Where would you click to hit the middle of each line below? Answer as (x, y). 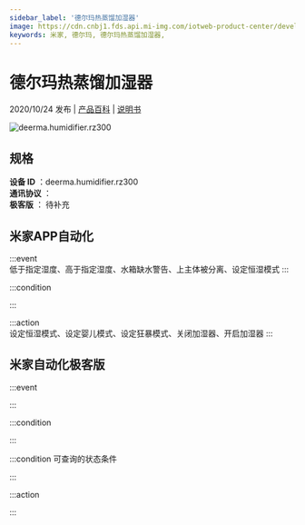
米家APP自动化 (51, 236)
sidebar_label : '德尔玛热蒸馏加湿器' (74, 18)
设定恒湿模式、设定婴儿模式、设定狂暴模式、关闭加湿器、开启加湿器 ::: (142, 333)
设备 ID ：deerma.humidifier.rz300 (74, 182)
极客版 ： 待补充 (39, 204)
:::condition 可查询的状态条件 (64, 459)
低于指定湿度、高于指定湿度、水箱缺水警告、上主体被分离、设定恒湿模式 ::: (149, 269)
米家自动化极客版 (57, 365)
